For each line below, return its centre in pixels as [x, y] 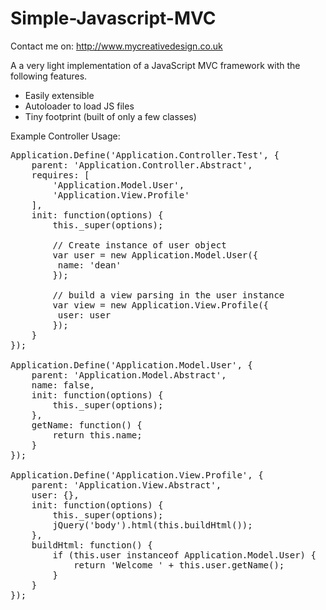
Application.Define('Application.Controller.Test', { [145, 155]
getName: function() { [87, 425]
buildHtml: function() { [92, 545]
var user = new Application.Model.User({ [155, 255]
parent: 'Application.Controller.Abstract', [142, 165]
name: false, [63, 385]
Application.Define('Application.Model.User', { [131, 365]
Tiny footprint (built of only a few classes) [110, 116]
